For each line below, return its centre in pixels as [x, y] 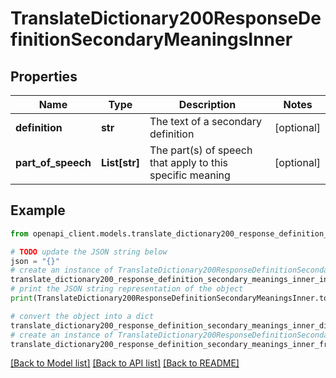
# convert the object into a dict [82, 316]
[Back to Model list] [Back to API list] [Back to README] [125, 363]
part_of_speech [53, 162]
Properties [44, 76]
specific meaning [190, 175]
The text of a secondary [206, 121]
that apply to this [188, 162]
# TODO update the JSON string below [89, 252]
